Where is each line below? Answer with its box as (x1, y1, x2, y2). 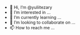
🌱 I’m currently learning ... (9, 15, 62, 20)
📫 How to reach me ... (9, 25, 55, 30)
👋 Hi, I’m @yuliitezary (9, 5, 52, 10)
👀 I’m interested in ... (9, 9, 51, 15)
